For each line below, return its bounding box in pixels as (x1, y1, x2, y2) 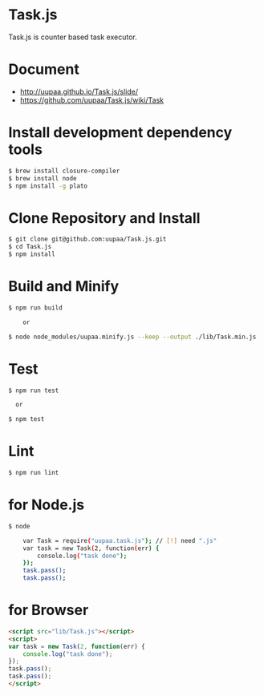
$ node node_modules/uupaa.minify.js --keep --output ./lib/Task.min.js (8, 333, 257, 341)
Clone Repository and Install (8, 208, 201, 227)
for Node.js (8, 496, 85, 514)
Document (8, 60, 80, 79)
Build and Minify (8, 277, 120, 296)
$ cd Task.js (8, 243, 52, 251)
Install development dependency (8, 123, 233, 142)
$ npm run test (8, 386, 59, 395)
